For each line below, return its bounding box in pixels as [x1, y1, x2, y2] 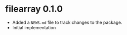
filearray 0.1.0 [5, 3, 63, 15]
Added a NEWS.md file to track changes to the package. [12, 19, 123, 25]
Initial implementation [12, 24, 56, 30]
